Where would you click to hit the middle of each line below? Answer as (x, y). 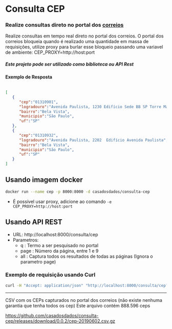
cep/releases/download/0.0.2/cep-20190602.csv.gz (60, 321)
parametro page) (38, 261)
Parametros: (26, 240)
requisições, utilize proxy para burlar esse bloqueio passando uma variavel (84, 47)
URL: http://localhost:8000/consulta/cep (55, 234)
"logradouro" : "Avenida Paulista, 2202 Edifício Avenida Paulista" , (93, 140)
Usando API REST (34, 222)
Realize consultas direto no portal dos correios (64, 25)
